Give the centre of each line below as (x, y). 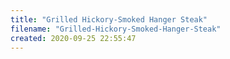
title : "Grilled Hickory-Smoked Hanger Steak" (109, 19)
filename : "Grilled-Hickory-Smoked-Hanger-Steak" (116, 29)
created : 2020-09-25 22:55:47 (73, 38)
